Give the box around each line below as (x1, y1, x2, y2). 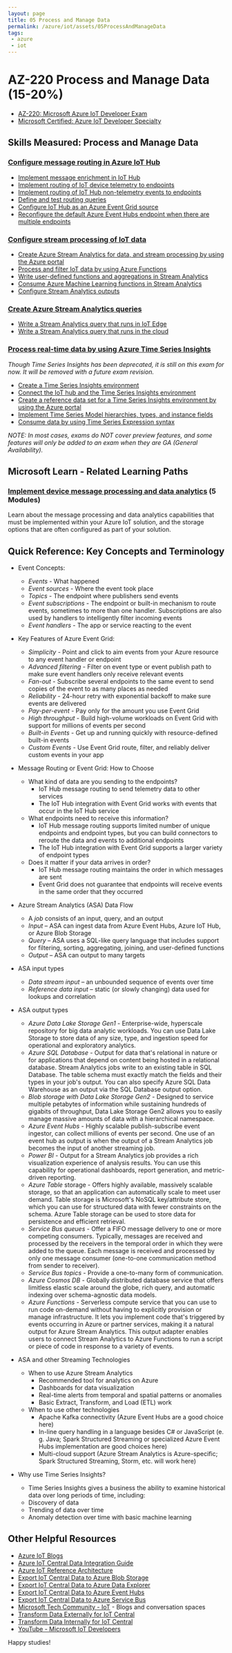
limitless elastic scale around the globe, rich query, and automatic (28, 1283, 215, 1292)
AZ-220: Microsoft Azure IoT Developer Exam (17, 109, 148, 117)
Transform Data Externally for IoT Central (17, 1610, 135, 1618)
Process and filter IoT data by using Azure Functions (17, 265, 167, 273)
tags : (8, 29, 23, 37)
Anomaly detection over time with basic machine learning (28, 1513, 192, 1522)
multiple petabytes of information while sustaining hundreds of (28, 1100, 206, 1109)
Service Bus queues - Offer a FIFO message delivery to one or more (28, 1225, 222, 1233)
